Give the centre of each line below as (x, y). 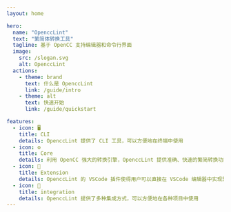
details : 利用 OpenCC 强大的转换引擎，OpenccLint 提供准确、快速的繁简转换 (119, 160)
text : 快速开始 (44, 103)
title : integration (47, 192)
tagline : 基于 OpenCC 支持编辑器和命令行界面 (72, 45)
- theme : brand (41, 77)
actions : (25, 71)
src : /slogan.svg (44, 58)
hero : (14, 26)
